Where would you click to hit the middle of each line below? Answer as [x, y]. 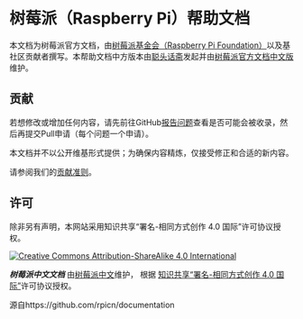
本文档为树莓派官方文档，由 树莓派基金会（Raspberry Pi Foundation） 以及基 [150, 45]
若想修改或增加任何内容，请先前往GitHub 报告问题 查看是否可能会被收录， [145, 122]
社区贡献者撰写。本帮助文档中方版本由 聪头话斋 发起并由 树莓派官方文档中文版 [151, 56]
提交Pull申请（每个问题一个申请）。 [89, 133]
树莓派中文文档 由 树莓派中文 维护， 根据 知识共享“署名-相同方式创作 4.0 [142, 274]
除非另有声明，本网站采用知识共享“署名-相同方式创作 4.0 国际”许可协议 [141, 226]
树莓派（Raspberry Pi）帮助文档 [130, 18]
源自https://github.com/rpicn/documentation [92, 305]
